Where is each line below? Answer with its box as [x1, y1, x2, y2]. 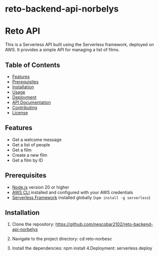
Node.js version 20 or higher [12, 184, 69, 190]
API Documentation [12, 99, 51, 105]
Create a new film [12, 152, 48, 158]
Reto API [5, 26, 40, 37]
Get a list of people [12, 142, 50, 147]
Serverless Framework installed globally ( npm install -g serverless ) [12, 194, 151, 200]
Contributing [12, 104, 37, 110]
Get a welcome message [12, 137, 62, 143]
